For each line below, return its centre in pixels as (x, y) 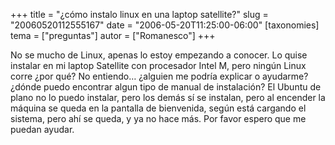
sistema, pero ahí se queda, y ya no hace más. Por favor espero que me (158, 118)
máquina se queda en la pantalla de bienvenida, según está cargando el (158, 108)
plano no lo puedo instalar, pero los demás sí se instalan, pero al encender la (168, 97)
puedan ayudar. (42, 129)
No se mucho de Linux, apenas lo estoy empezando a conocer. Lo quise (159, 55)
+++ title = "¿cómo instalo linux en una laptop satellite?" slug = (139, 14)
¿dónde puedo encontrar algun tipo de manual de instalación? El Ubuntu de (166, 87)
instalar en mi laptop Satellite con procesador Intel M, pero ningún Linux (158, 65)
